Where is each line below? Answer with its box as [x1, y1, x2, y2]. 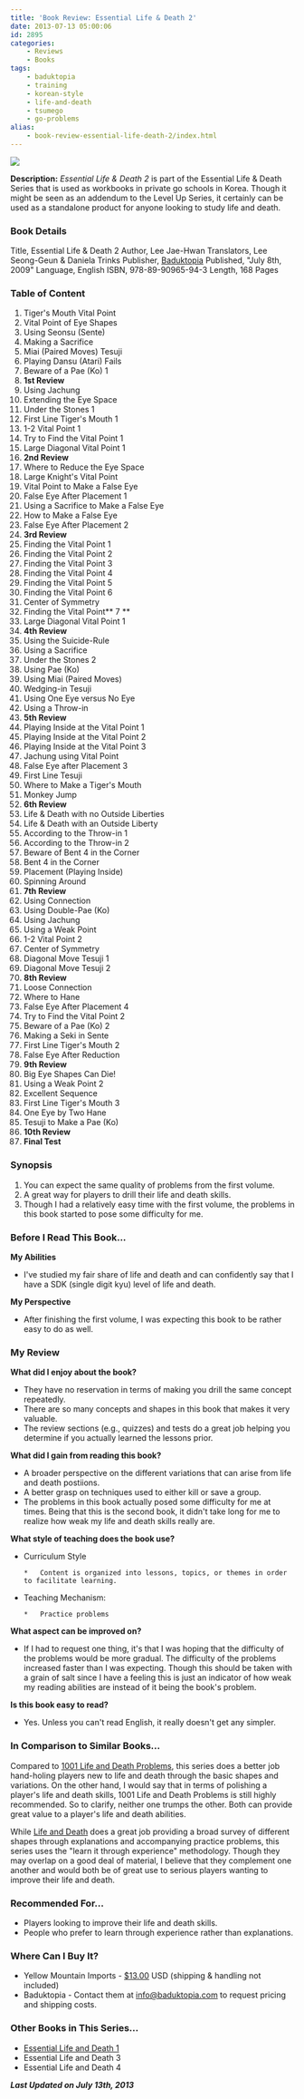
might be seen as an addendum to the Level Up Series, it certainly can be [10, 192, 284, 203]
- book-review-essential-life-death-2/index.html [26, 131, 218, 141]
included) [23, 1980, 60, 1991]
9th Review [23, 1059, 67, 1070]
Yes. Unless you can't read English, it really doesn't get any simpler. [23, 1717, 277, 1728]
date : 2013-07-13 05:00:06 [10, 22, 112, 31]
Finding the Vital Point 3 [23, 559, 113, 569]
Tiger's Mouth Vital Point [23, 307, 117, 318]
